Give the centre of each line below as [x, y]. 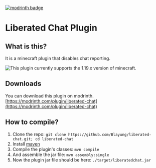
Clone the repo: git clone [39, 134]
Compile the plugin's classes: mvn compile [56, 149]
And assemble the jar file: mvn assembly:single [61, 154]
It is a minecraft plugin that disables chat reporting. [58, 58]
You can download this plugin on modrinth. [49, 95]
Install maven [26, 144]
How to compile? [32, 122]
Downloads [23, 84]
